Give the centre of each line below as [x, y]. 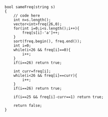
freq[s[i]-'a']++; [41, 33]
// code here [27, 16]
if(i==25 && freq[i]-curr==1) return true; [59, 97]
